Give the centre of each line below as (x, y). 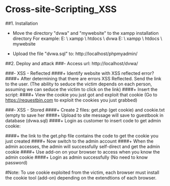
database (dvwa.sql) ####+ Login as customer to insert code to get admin (83, 120)
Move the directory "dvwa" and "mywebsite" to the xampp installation (86, 33)
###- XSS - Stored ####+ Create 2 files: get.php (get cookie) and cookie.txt (85, 110)
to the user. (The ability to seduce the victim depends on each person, (79, 84)
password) (16, 162)
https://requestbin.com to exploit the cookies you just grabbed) (71, 100)
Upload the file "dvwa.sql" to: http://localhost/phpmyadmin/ (75, 54)
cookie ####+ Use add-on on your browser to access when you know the (82, 152)
